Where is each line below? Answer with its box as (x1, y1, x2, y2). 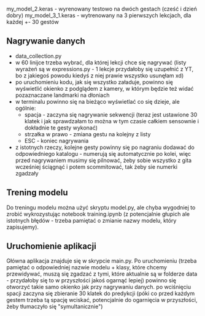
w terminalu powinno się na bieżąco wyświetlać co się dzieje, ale (15, 98, 180, 105)
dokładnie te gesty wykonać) (24, 124, 98, 131)
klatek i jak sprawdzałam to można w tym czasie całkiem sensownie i (24, 117, 199, 125)
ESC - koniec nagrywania (24, 137, 89, 144)
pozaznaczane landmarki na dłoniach (15, 91, 110, 99)
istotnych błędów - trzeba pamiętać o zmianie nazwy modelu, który (6, 217, 177, 224)
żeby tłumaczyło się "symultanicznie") (6, 303, 103, 310)
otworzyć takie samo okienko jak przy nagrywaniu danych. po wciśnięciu (6, 283, 191, 291)
